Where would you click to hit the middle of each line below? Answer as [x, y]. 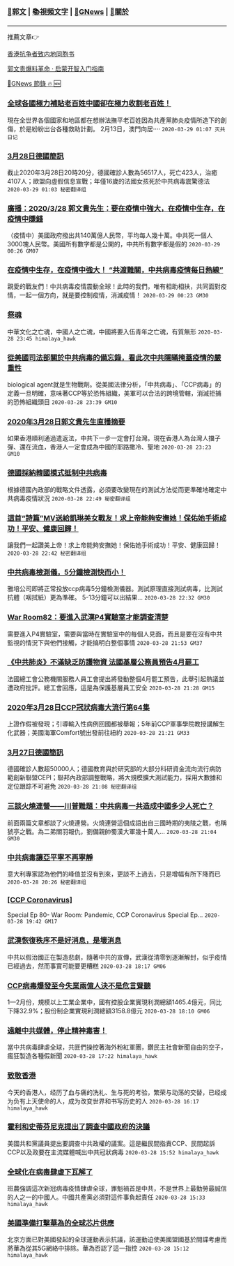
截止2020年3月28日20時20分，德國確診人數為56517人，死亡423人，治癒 [112, 172]
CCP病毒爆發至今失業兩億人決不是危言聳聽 [79, 985]
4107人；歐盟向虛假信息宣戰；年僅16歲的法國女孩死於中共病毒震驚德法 [109, 181]
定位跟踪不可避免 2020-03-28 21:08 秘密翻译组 [72, 787]
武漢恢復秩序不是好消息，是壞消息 [64, 941]
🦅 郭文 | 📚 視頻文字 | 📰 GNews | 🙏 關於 [68, 11]
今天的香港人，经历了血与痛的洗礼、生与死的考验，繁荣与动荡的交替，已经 [114, 1092]
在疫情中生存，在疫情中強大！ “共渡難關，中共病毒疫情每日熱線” [115, 270]
